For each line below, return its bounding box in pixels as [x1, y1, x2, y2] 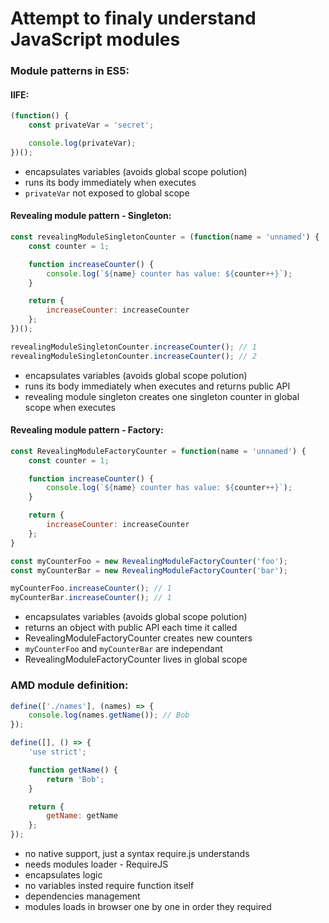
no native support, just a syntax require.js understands [24, 848, 250, 860]
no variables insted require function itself [24, 880, 195, 892]
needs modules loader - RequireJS [24, 858, 169, 871]
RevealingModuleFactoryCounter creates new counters [24, 632, 253, 644]
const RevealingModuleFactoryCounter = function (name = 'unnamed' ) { [10, 446, 307, 456]
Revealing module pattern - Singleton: [10, 210, 172, 222]
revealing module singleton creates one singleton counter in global [24, 390, 300, 402]
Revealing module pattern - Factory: [10, 424, 164, 436]
